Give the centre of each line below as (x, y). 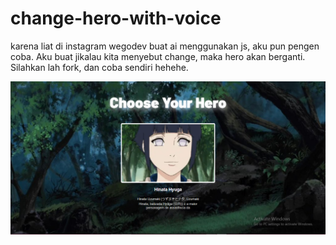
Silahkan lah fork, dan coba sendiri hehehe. (99, 67)
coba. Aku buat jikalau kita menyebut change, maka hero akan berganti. (158, 56)
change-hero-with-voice (116, 18)
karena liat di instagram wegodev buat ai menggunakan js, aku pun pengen (165, 46)
